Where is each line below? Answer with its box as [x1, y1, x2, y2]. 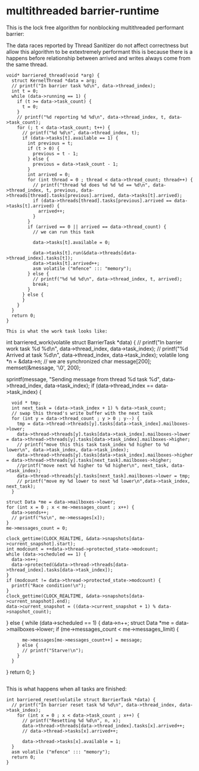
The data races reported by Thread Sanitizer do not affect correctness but [6, 42, 189, 49]
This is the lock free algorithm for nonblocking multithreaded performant [6, 24, 184, 31]
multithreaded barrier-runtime [6, 4, 160, 18]
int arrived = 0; [27, 171, 70, 177]
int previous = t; [27, 140, 73, 146]
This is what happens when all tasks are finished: [6, 685, 127, 692]
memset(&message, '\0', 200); [6, 364, 81, 371]
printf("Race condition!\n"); [11, 582, 86, 588]
